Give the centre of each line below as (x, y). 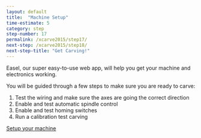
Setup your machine (31, 128)
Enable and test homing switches (56, 110)
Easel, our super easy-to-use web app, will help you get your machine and (98, 68)
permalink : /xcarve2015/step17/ (47, 40)
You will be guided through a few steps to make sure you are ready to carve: (101, 86)
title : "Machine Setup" (37, 17)
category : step (25, 28)
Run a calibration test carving (51, 116)
